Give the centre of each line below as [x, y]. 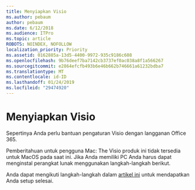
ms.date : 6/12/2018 [30, 28]
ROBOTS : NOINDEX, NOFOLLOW [39, 45]
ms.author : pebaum [28, 17]
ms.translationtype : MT [35, 72]
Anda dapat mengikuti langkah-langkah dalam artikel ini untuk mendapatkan [98, 174]
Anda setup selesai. [30, 181]
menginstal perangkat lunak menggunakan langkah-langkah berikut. [88, 163]
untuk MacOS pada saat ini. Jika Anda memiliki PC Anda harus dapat [89, 157]
